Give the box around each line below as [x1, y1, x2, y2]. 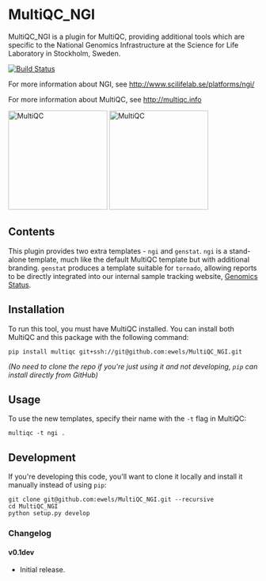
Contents [8, 225, 55, 239]
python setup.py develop [8, 510, 90, 518]
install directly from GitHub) [8, 370, 99, 380]
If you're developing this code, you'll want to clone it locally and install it [8, 472, 243, 481]
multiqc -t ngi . [8, 430, 66, 438]
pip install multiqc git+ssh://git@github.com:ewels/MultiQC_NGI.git [8, 347, 243, 356]
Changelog [8, 528, 51, 539]
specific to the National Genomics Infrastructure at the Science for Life [8, 40, 239, 49]
